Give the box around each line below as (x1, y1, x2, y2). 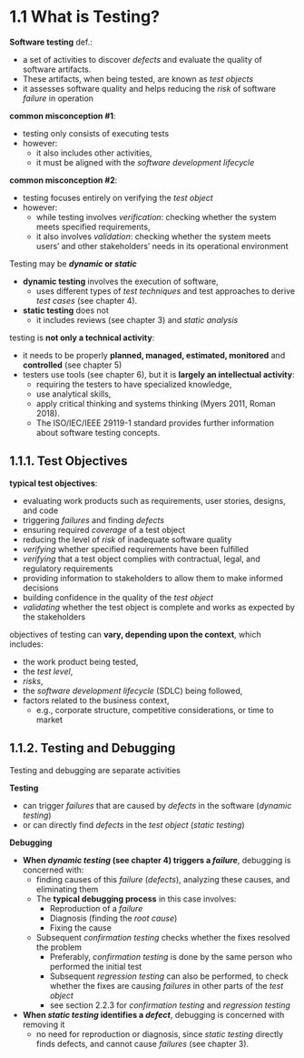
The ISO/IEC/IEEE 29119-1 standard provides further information (35, 417, 275, 428)
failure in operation (22, 93, 93, 104)
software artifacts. (22, 64, 92, 75)
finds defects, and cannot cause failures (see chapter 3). (35, 1038, 250, 1049)
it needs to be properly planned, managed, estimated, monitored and (22, 349, 286, 360)
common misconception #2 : (9, 175, 118, 186)
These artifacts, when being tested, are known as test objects (22, 73, 254, 84)
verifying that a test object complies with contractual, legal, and (22, 553, 260, 564)
